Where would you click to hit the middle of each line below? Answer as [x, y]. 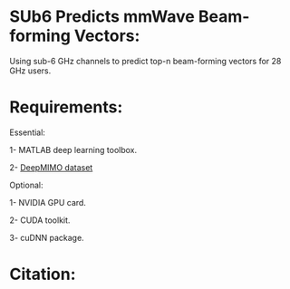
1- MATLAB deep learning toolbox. [73, 149]
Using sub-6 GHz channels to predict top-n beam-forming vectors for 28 [145, 61]
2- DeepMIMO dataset [51, 167]
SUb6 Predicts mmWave [102, 17]
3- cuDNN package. [47, 237]
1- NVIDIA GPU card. [48, 202]
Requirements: [66, 107]
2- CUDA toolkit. [40, 220]
